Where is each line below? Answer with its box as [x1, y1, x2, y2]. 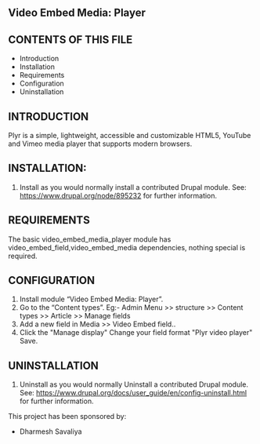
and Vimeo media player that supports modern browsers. [8, 139, 193, 148]
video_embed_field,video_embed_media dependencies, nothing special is [8, 242, 246, 252]
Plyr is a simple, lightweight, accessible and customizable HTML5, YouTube [8, 131, 251, 140]
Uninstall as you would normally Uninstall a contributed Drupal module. [19, 380, 249, 389]
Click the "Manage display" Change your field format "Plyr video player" [19, 328, 253, 337]
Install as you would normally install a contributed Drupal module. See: [19, 182, 247, 191]
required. [8, 251, 38, 260]
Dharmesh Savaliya [19, 427, 82, 436]
